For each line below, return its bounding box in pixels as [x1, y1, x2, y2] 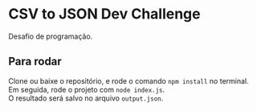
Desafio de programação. [8, 31, 93, 41]
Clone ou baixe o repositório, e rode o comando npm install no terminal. [8, 76, 249, 85]
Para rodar [8, 55, 62, 68]
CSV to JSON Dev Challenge [8, 5, 201, 23]
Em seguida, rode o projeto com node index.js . [8, 84, 165, 94]
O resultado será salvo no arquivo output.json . [8, 93, 164, 103]
